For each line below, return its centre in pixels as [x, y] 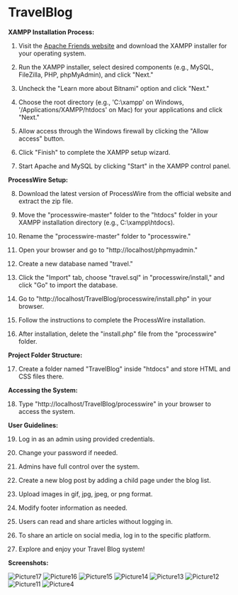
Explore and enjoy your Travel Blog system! [81, 549]
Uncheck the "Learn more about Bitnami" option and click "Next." [114, 88]
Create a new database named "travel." [75, 263]
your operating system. [52, 53]
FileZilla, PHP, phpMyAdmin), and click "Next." [86, 75]
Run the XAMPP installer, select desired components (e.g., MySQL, [116, 67]
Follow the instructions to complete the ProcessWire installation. [112, 320]
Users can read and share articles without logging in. [95, 521]
